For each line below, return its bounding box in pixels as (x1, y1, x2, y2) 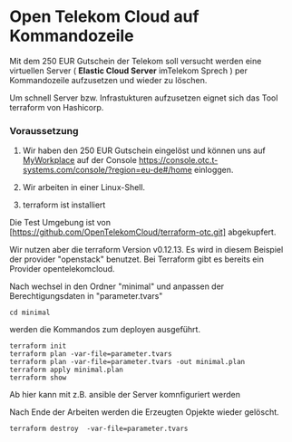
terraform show (9, 373, 67, 382)
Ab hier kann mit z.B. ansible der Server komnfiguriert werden (9, 389, 240, 400)
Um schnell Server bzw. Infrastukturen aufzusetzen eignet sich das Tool (9, 92, 278, 103)
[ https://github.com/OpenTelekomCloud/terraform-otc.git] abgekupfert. (9, 226, 277, 237)
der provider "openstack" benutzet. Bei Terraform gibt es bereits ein (9, 254, 265, 264)
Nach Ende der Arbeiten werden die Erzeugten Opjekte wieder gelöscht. (9, 407, 279, 418)
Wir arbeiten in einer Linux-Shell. (22, 182, 146, 193)
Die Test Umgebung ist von (9, 217, 112, 228)
